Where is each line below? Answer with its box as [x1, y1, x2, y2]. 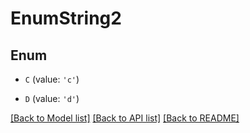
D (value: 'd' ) [24, 93, 80, 104]
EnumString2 [10, 7, 122, 30]
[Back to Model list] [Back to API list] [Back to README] [10, 112, 240, 124]
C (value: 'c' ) [24, 73, 80, 85]
